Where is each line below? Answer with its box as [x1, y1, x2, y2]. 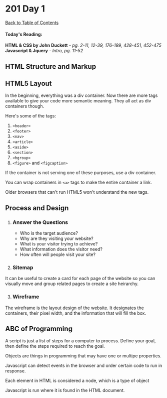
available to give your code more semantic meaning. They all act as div [5, 98, 151, 104]
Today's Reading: [5, 31, 42, 37]
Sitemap [12, 264, 33, 271]
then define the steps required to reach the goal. [5, 343, 105, 349]
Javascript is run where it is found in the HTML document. [5, 387, 125, 393]
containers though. [5, 103, 44, 109]
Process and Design [5, 204, 69, 212]
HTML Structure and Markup [5, 62, 96, 71]
